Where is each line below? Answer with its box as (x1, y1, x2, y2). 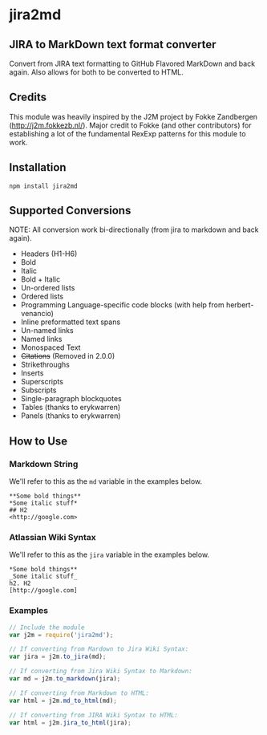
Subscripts (20, 385, 57, 395)
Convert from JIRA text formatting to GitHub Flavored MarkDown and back (9, 59, 256, 68)
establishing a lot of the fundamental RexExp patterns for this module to (9, 128, 247, 138)
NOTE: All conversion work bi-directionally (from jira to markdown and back (9, 225, 259, 234)
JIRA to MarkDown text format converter (9, 38, 216, 51)
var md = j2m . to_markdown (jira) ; (9, 675, 121, 683)
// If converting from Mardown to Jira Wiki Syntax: (9, 645, 189, 653)
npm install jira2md (9, 182, 79, 190)
